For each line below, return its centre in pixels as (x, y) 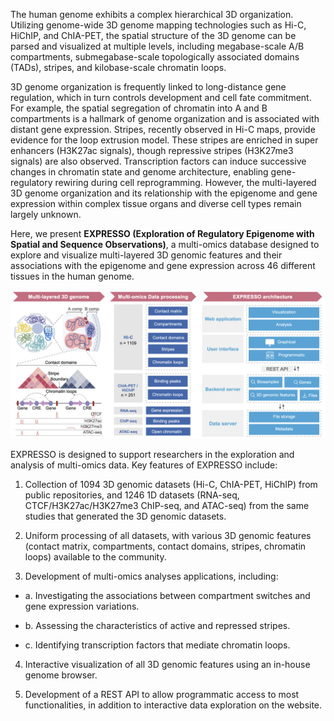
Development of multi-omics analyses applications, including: (151, 576)
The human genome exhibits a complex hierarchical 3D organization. (152, 14)
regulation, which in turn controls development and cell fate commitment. (161, 97)
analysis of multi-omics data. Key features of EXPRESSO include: (144, 465)
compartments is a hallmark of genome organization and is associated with (165, 118)
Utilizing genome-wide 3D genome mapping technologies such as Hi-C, (158, 25)
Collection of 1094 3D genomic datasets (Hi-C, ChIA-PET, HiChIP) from (171, 485)
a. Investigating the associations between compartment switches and (167, 596)
